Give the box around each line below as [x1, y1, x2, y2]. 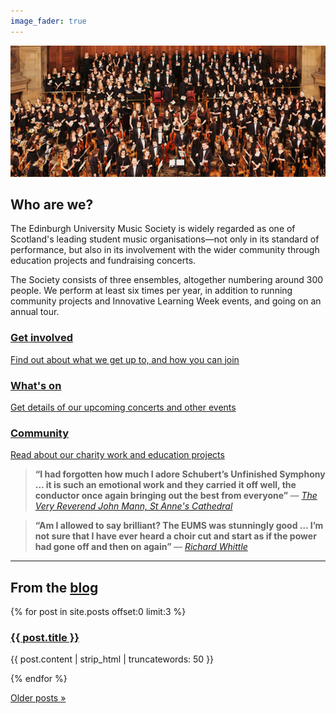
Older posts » [10, 692, 67, 704]
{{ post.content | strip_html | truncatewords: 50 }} [10, 653, 215, 665]
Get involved [10, 331, 73, 345]
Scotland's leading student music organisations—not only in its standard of [10, 233, 320, 245]
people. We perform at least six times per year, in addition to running [10, 285, 293, 297]
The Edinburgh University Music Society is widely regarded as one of [10, 223, 296, 235]
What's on [10, 378, 62, 392]
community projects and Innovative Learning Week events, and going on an [10, 295, 322, 307]
